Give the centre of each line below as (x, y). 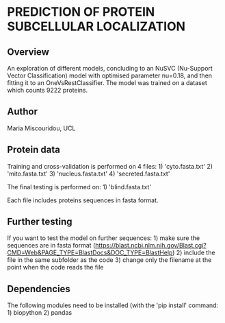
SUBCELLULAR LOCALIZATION (96, 26)
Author (22, 111)
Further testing (40, 222)
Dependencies (39, 289)
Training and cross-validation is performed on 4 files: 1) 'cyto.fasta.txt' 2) (110, 166)
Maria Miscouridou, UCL (41, 128)
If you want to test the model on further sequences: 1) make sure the (104, 238)
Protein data (34, 150)
